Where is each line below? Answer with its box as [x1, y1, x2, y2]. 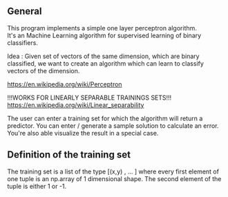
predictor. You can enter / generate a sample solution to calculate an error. [7, 121, 219, 130]
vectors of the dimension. [7, 66, 80, 75]
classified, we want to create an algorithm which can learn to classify [7, 59, 204, 68]
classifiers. [7, 38, 38, 47]
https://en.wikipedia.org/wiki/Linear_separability [7, 100, 144, 109]
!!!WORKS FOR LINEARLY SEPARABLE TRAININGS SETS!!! [7, 93, 172, 102]
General [7, 6, 43, 17]
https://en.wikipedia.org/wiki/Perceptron [7, 79, 122, 88]
